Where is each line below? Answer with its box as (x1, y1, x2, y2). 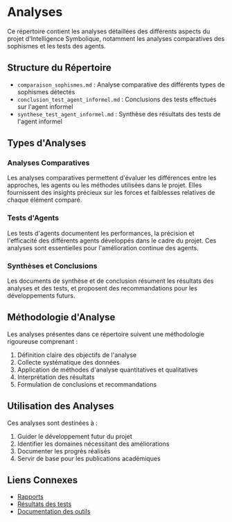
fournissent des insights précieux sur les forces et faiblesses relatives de (7, 189, 215, 197)
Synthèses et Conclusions (7, 261, 98, 270)
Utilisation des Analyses (7, 400, 114, 412)
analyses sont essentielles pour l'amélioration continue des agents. (7, 243, 199, 252)
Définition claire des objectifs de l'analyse (17, 351, 137, 359)
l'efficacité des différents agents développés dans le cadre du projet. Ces (7, 236, 217, 245)
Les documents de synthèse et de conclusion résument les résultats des (7, 277, 214, 285)
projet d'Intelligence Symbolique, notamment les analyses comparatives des (7, 34, 225, 42)
